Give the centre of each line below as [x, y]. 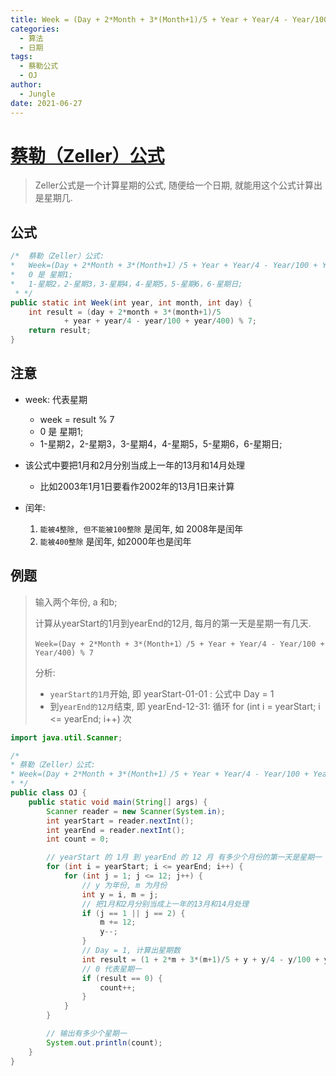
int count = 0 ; [78, 839]
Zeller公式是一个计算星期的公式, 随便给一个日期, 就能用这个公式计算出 [178, 185]
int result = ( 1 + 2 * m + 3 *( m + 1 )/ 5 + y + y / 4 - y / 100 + [200, 959]
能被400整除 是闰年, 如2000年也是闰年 [115, 541]
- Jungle [37, 94]
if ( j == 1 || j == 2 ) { [133, 913]
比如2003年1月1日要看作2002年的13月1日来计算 [137, 486]
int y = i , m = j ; [120, 894]
